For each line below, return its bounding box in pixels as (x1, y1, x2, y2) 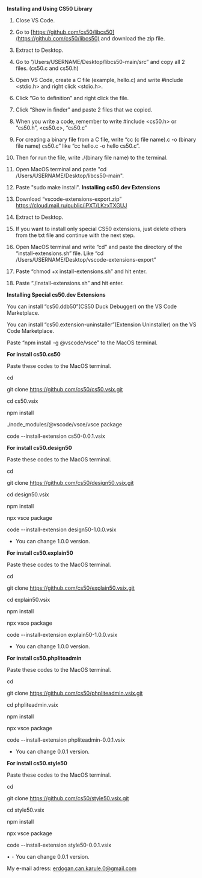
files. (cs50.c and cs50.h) (15, 65, 79, 72)
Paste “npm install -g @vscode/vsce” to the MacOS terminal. (7, 339, 158, 346)
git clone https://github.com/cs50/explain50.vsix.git (7, 584, 135, 592)
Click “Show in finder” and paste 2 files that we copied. (15, 106, 153, 113)
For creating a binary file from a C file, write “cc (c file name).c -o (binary (15, 136, 197, 143)
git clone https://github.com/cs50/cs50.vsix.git (7, 386, 123, 393)
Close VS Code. (15, 17, 55, 24)
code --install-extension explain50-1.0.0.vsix (7, 631, 118, 638)
